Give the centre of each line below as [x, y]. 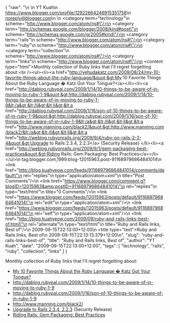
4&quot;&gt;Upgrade [27, 143]
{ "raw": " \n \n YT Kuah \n [32, 7]
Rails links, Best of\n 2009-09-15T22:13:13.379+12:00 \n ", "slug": [73, 235]
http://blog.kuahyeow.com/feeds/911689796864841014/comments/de [92, 170]
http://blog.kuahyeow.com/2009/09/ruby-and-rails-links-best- [84, 219]
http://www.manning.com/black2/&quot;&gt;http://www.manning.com [91, 127]
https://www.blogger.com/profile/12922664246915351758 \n [68, 13]
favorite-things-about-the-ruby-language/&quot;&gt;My [63, 78]
